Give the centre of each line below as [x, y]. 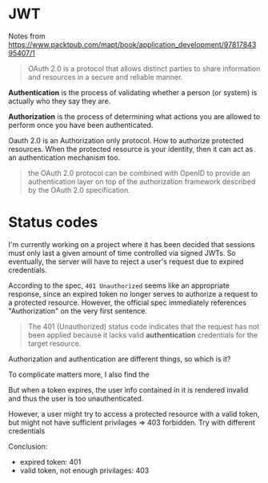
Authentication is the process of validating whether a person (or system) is [133, 92]
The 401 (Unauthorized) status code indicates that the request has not [144, 326]
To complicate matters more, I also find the [79, 374]
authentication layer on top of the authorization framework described [142, 182]
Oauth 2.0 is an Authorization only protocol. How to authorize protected [126, 140]
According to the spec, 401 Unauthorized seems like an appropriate [119, 285]
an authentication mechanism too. [64, 158]
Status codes [53, 223]
